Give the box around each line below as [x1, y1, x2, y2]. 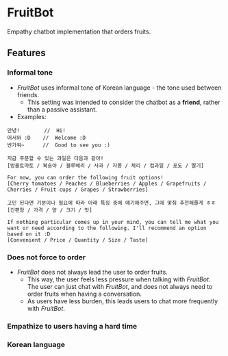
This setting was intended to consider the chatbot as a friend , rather [27, 98, 220, 106]
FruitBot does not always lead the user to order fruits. [16, 268, 168, 276]
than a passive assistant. [27, 105, 97, 114]
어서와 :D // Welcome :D [7, 134, 86, 141]
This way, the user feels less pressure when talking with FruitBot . [27, 275, 211, 283]
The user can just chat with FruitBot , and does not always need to [27, 282, 213, 290]
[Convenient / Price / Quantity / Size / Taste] [7, 236, 149, 244]
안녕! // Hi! [7, 127, 66, 134]
